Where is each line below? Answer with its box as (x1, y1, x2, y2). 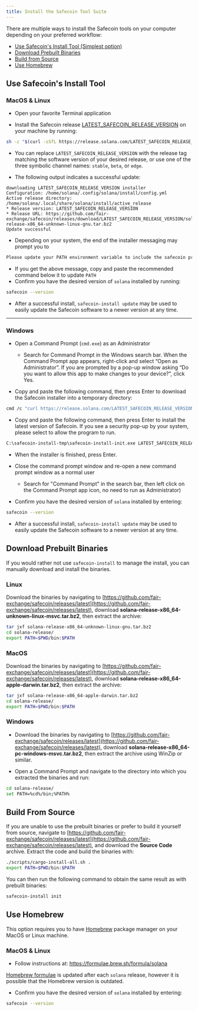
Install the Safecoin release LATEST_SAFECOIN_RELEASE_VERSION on (14, 121, 186, 128)
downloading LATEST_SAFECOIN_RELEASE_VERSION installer (6, 185, 146, 191)
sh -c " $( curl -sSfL (6, 139, 57, 145)
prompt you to (14, 243, 49, 250)
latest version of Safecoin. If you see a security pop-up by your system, (14, 423, 189, 430)
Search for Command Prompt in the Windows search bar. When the (23, 351, 187, 358)
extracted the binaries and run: (14, 774, 90, 781)
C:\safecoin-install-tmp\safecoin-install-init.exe (6, 440, 136, 446)
